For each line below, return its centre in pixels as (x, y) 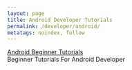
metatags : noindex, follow (46, 33)
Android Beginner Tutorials (45, 52)
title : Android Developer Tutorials (60, 20)
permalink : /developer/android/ (54, 26)
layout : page (26, 13)
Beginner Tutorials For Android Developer (66, 60)
